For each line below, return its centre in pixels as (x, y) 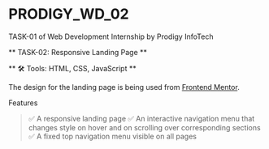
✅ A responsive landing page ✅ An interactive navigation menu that (141, 118)
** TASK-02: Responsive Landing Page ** (78, 52)
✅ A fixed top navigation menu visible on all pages (113, 136)
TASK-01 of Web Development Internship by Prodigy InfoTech (111, 36)
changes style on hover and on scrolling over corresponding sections (145, 127)
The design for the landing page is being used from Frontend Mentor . (124, 87)
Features (23, 103)
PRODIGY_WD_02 (69, 14)
